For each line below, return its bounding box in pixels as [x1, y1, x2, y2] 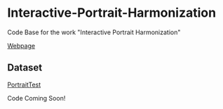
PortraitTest [7, 80, 41, 89]
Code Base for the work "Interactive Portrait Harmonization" [7, 28, 181, 36]
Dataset [7, 61, 43, 74]
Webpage [7, 41, 36, 50]
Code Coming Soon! [7, 94, 66, 102]
